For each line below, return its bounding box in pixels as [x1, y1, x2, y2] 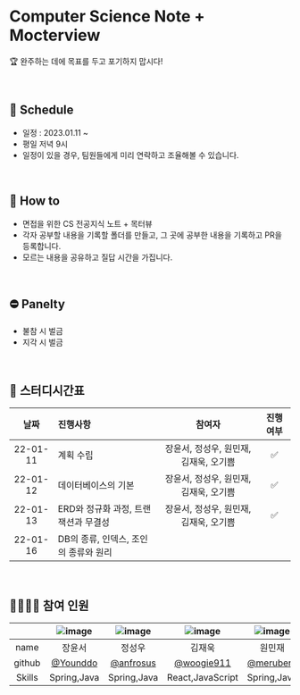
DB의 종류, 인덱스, [57, 533, 129, 546]
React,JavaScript [166, 672, 239, 683]
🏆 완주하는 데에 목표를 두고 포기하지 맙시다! [9, 55, 163, 66]
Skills [16, 672, 38, 683]
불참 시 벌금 [21, 326, 64, 337]
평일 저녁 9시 [21, 138, 69, 149]
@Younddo [50, 657, 98, 669]
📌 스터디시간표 [9, 382, 85, 398]
